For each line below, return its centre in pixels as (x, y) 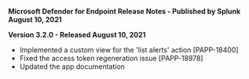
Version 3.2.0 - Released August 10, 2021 (77, 35)
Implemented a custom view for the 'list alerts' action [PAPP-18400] (129, 50)
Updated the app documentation (72, 66)
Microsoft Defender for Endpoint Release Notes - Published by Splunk (124, 11)
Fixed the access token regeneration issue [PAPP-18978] (111, 58)
